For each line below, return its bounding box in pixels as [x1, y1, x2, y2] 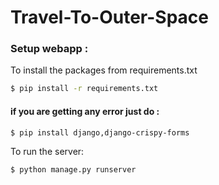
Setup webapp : [10, 42, 89, 56]
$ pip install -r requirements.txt [10, 84, 159, 94]
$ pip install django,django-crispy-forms [10, 127, 190, 138]
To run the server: [10, 146, 85, 158]
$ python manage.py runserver [10, 165, 137, 175]
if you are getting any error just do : [10, 105, 160, 117]
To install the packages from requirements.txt [10, 64, 198, 76]
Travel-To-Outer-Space [10, 6, 209, 29]
